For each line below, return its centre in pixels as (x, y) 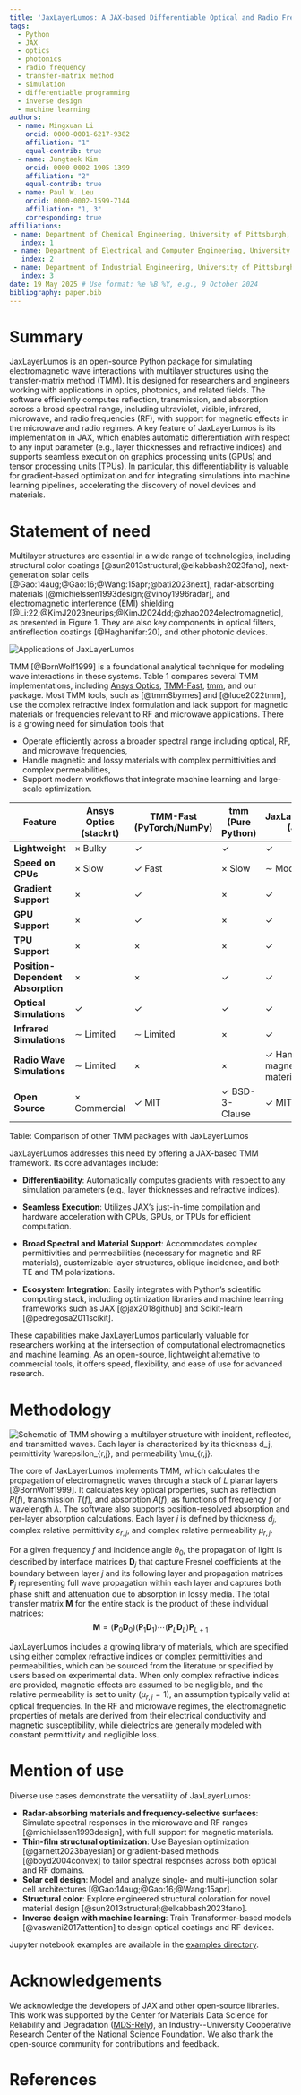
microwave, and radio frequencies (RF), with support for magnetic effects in (149, 418)
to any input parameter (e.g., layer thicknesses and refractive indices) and (146, 447)
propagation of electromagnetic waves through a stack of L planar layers (143, 1480)
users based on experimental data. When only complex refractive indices (144, 1676)
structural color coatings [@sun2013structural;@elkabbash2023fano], (138, 565)
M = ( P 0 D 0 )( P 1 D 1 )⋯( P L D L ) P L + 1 (150, 1629)
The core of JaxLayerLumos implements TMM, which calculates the (134, 1471)
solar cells (70, 575)
